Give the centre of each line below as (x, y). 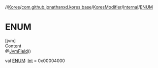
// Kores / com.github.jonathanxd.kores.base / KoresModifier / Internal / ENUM (79, 7)
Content (13, 46)
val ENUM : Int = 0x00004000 (35, 61)
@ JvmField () (18, 51)
